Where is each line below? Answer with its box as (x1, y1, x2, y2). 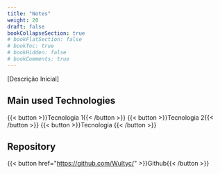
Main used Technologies (7, 95, 116, 106)
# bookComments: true (7, 56, 70, 63)
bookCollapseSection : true (7, 29, 85, 37)
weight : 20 (7, 17, 39, 24)
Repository (7, 141, 56, 152)
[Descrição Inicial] (7, 74, 60, 83)
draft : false (7, 23, 45, 30)
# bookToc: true (7, 42, 54, 49)
